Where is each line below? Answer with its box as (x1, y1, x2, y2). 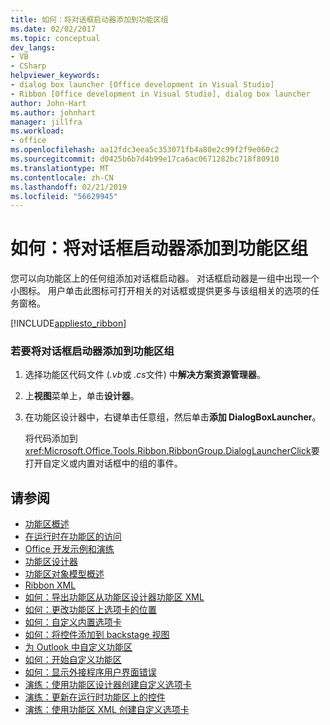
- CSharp (10, 61, 47, 71)
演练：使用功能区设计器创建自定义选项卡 (24, 679, 192, 691)
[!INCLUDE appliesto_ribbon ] (10, 317, 127, 330)
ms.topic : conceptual (10, 33, 101, 43)
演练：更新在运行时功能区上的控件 (24, 691, 166, 703)
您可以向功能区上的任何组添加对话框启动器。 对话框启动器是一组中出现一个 (10, 272, 320, 285)
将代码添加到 (24, 432, 78, 445)
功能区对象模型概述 (24, 568, 105, 580)
